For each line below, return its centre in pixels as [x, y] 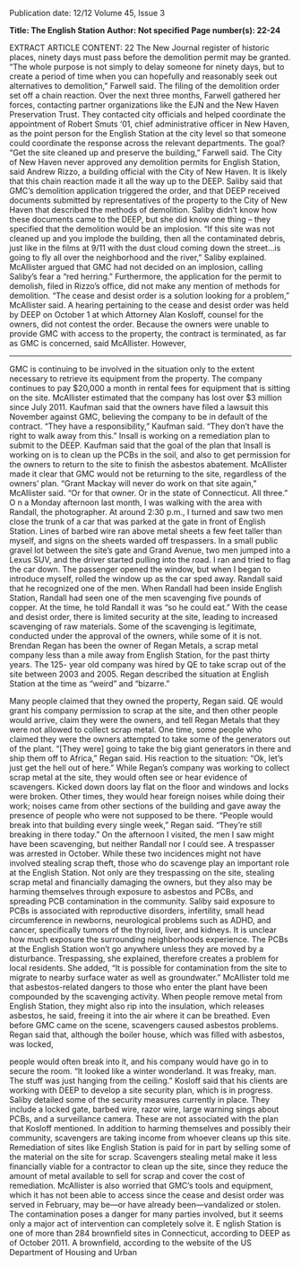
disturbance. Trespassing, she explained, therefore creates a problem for [144, 958]
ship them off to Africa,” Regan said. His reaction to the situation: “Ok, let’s [146, 758]
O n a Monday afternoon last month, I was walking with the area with [136, 502]
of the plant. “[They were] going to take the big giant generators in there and [150, 749]
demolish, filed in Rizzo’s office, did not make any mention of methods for [145, 286]
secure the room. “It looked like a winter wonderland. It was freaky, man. [143, 1071]
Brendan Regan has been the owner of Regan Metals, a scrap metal [134, 646]
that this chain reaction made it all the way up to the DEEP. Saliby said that [146, 181]
